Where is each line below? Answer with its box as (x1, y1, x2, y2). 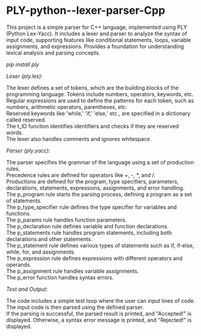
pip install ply (6, 61, 40, 68)
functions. (6, 210, 31, 217)
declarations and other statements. (6, 235, 93, 243)
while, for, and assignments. (6, 248, 76, 255)
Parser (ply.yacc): (6, 147, 50, 154)
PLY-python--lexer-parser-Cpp (6, 4, 166, 17)
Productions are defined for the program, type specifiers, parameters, (6, 178, 179, 185)
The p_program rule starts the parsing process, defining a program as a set (6, 190, 192, 198)
